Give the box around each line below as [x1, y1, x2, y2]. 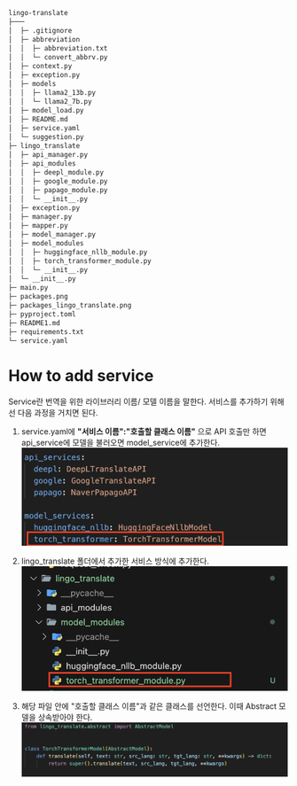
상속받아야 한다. [37, 712, 93, 722]
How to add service [8, 366, 154, 386]
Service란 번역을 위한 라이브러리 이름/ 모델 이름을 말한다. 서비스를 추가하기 [8, 396, 269, 407]
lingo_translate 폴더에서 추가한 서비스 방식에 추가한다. [20, 556, 210, 566]
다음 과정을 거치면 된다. [17, 407, 98, 417]
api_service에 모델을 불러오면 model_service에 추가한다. [20, 437, 221, 447]
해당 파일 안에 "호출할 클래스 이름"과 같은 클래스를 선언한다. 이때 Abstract [20, 700, 277, 712]
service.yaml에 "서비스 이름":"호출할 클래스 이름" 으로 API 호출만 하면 [20, 425, 267, 437]
